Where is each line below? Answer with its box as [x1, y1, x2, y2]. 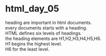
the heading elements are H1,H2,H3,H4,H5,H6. [5, 35, 101, 41]
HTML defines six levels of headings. [5, 30, 82, 36]
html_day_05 [5, 3, 59, 14]
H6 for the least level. [5, 46, 50, 52]
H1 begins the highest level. [5, 40, 62, 46]
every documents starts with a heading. [5, 24, 87, 30]
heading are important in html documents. [5, 19, 92, 25]
